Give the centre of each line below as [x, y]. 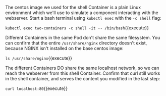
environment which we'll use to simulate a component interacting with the [82, 13]
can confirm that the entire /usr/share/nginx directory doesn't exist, [76, 43]
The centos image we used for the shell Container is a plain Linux [73, 7]
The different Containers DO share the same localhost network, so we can [82, 68]
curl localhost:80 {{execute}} [37, 88]
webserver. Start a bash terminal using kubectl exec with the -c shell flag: [83, 18]
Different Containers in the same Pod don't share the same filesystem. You [83, 38]
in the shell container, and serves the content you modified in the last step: [83, 79]
